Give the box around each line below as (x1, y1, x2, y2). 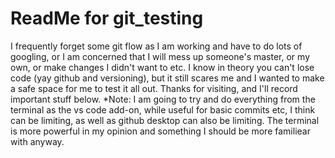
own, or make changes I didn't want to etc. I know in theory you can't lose (10, 61, 315, 73)
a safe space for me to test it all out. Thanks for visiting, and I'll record (10, 82, 298, 94)
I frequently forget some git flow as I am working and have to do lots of (10, 40, 303, 52)
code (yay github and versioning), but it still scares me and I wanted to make (10, 72, 325, 84)
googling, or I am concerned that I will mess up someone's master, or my (10, 50, 310, 62)
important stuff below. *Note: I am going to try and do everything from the (10, 93, 316, 105)
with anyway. (10, 135, 65, 147)
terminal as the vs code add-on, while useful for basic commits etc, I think (10, 103, 316, 116)
